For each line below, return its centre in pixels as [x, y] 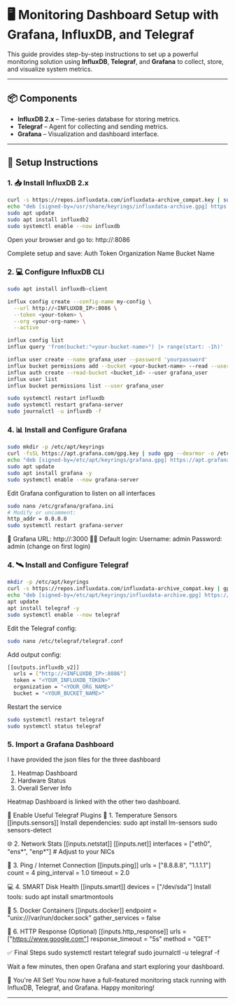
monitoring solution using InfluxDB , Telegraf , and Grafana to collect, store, [115, 61]
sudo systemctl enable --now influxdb [64, 226]
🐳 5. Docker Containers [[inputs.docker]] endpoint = [82, 910]
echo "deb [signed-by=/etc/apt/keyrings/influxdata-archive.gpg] [104, 595]
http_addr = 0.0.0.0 [37, 519]
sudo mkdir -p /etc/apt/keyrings [56, 447]
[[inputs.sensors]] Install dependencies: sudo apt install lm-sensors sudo [113, 823]
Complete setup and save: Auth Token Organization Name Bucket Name [111, 253]
